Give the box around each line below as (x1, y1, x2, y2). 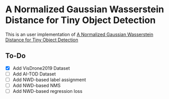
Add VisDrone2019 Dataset (12, 65, 70, 71)
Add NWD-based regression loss (12, 88, 83, 94)
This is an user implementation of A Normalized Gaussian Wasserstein (5, 31, 154, 37)
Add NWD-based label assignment (12, 77, 86, 83)
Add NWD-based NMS (12, 82, 61, 88)
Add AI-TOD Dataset (12, 70, 56, 77)
